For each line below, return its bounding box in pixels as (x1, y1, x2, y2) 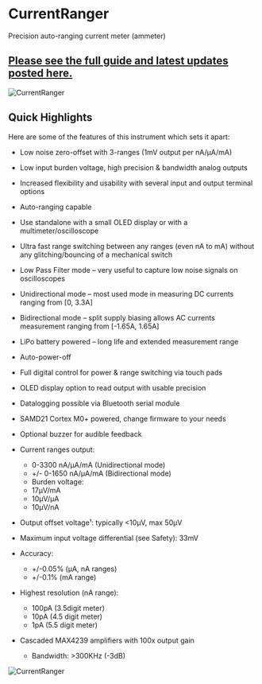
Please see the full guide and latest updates (8, 54, 229, 68)
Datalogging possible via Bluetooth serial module (19, 398, 180, 408)
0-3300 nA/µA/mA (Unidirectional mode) (31, 460, 166, 469)
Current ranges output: (19, 445, 95, 454)
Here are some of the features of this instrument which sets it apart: (8, 132, 230, 142)
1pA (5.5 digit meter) (31, 620, 98, 629)
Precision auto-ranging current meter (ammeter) (8, 31, 167, 41)
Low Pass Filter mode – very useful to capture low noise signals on (19, 265, 238, 274)
